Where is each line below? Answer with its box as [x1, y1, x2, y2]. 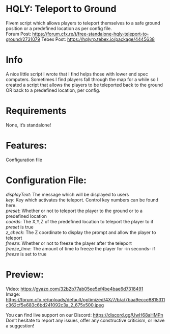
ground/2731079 [6, 36, 40, 42]
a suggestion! [6, 322, 35, 329]
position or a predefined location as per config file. [6, 25, 112, 31]
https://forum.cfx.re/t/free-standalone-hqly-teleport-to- [32, 31, 149, 37]
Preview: [6, 269, 44, 280]
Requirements [6, 105, 67, 117]
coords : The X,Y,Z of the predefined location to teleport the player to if [6, 218, 154, 224]
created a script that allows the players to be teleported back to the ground [6, 82, 163, 88]
